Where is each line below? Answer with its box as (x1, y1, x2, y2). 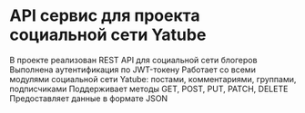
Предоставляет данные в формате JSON (9, 92, 168, 104)
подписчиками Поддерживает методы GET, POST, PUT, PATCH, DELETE (9, 83, 289, 94)
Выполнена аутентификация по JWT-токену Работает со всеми (9, 64, 257, 75)
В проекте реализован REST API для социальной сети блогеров (9, 54, 258, 65)
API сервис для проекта (9, 5, 200, 26)
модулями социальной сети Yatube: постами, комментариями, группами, (9, 73, 297, 84)
